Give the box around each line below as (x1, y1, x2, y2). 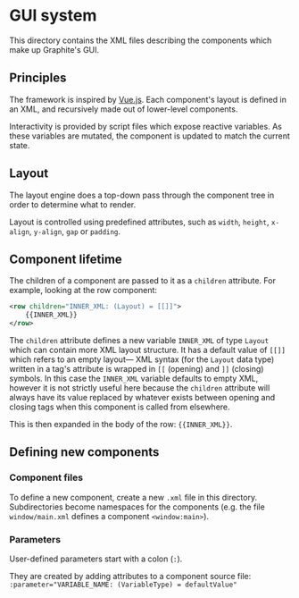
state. (9, 139, 30, 150)
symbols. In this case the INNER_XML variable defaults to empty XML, (9, 373, 259, 383)
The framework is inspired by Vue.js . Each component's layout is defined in (9, 94, 287, 105)
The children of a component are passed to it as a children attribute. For (9, 275, 277, 286)
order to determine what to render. (9, 198, 137, 210)
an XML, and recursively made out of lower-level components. (9, 104, 238, 114)
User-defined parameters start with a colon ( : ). (9, 553, 183, 564)
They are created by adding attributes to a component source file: (9, 570, 252, 581)
